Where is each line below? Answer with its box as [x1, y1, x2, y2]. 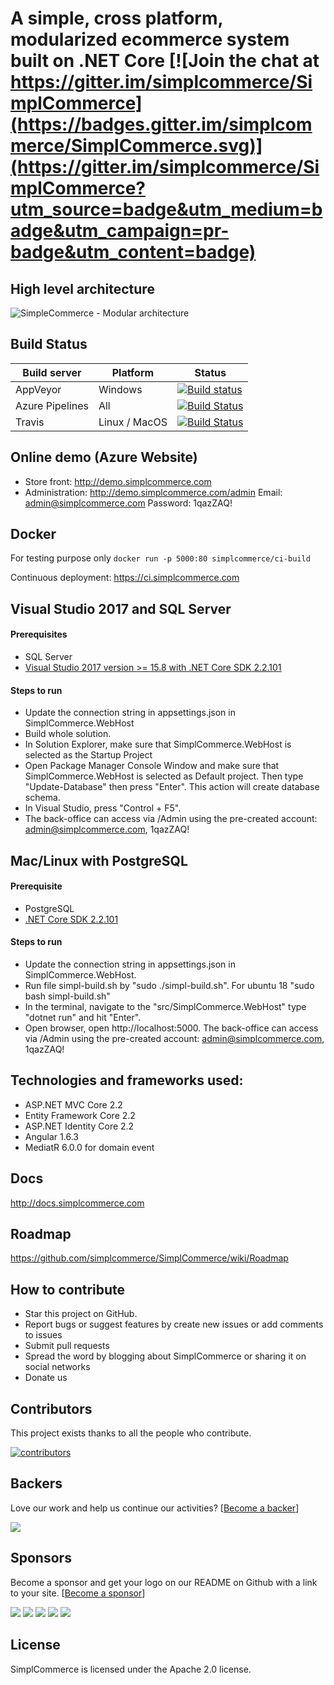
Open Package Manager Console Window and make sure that [24, 760, 280, 772]
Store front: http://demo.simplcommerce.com [24, 475, 212, 487]
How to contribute [10, 1281, 126, 1298]
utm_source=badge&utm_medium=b [10, 198, 323, 221]
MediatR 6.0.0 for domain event [24, 1141, 155, 1153]
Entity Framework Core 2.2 [24, 1109, 136, 1121]
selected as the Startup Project [24, 749, 153, 761]
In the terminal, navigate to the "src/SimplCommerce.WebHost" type [24, 1001, 307, 1013]
